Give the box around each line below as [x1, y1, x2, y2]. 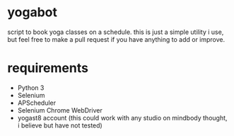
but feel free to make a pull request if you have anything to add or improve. [7, 35, 226, 43]
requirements [7, 60, 88, 76]
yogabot [7, 4, 58, 21]
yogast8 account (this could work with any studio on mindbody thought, [17, 113, 228, 122]
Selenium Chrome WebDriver [17, 106, 103, 114]
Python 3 [17, 83, 45, 92]
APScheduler [17, 98, 57, 107]
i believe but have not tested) [17, 121, 103, 130]
